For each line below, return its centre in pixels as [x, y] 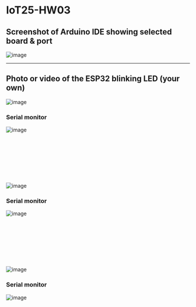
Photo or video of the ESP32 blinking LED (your [93, 79]
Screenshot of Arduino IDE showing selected [89, 32]
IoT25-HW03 [38, 10]
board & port [29, 41]
